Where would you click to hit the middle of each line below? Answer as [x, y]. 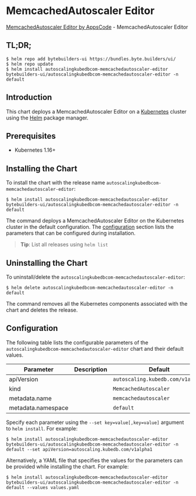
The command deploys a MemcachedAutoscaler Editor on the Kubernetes [95, 221]
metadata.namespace [39, 408]
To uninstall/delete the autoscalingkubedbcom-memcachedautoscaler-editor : [96, 277]
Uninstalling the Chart [47, 263]
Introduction [29, 98]
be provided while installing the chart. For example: [68, 466]
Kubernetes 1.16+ [35, 150]
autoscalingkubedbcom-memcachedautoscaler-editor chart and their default [95, 348]
